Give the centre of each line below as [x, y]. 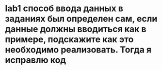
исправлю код [36, 60]
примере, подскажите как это [69, 40]
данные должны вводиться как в [76, 29]
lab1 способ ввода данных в [64, 9]
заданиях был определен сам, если [81, 19]
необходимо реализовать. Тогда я [78, 50]
